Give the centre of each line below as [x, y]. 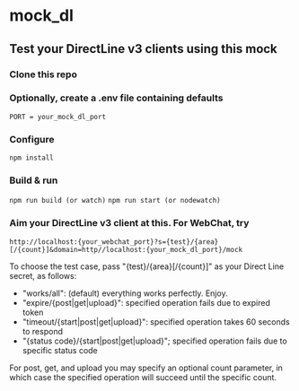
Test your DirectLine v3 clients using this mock [144, 49]
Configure [32, 139]
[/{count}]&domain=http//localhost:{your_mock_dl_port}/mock [126, 249]
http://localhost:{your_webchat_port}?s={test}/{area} [114, 242]
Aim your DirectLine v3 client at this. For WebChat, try [129, 223]
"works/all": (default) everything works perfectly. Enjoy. [125, 293]
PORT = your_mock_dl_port [57, 117]
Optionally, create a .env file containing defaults [116, 98]
